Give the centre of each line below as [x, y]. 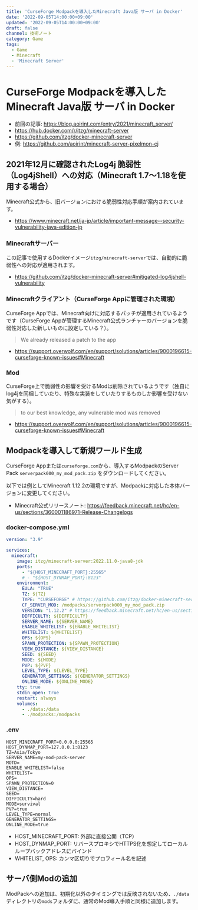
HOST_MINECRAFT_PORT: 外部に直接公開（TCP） [76, 836]
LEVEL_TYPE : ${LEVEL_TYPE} [55, 671]
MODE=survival [24, 804]
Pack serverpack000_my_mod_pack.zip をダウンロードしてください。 [88, 473]
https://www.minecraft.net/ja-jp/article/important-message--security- [99, 221]
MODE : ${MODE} [39, 660]
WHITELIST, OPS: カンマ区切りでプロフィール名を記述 [80, 858]
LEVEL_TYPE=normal [29, 814]
